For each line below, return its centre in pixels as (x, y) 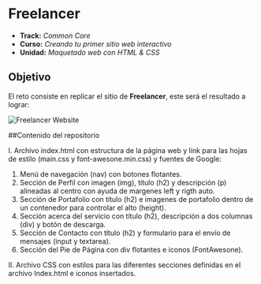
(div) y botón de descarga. (63, 224)
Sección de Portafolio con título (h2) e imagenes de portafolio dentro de (136, 199)
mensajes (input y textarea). (65, 241)
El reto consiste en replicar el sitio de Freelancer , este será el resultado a (127, 96)
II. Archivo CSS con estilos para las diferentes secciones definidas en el (125, 264)
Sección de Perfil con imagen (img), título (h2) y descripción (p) (123, 182)
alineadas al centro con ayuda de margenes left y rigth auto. (117, 191)
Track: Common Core (55, 35)
